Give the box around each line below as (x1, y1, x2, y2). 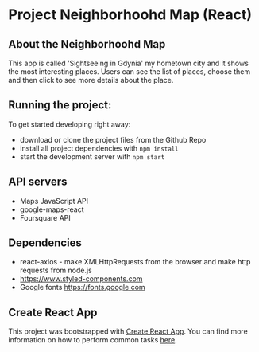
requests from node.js (19, 265, 93, 276)
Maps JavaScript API (19, 196, 89, 205)
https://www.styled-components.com (19, 274, 143, 284)
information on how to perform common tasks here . (8, 335, 177, 345)
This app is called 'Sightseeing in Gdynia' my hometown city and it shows (8, 58, 249, 68)
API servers (8, 175, 68, 189)
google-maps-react (19, 205, 85, 214)
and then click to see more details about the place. (8, 76, 174, 84)
